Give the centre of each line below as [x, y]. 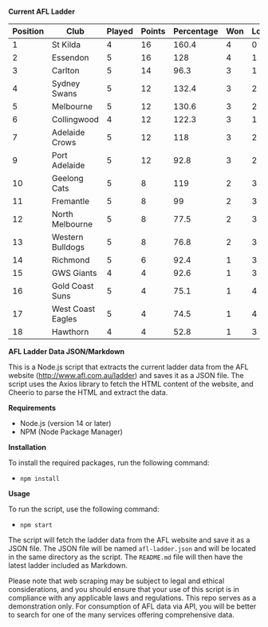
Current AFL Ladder [42, 12]
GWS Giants [74, 273]
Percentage [196, 31]
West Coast [73, 309]
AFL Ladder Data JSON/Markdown [67, 351]
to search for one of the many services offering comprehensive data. [122, 615]
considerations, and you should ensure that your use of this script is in [124, 589]
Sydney [66, 83]
